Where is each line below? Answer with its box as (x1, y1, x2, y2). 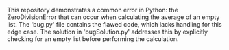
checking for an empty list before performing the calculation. (7, 35, 180, 43)
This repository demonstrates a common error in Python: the (7, 6, 178, 14)
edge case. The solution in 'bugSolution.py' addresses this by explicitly (7, 27, 208, 36)
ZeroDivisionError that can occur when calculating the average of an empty (7, 13, 220, 21)
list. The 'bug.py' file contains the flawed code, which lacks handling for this (7, 21, 222, 28)
